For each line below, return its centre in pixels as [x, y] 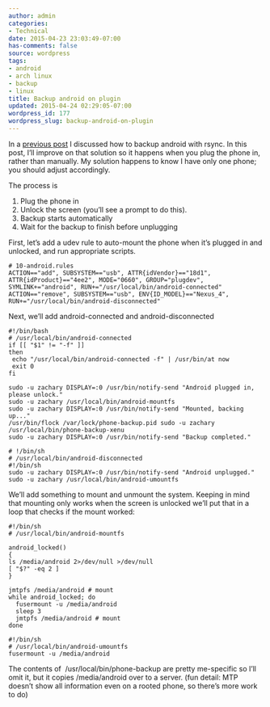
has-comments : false [43, 46]
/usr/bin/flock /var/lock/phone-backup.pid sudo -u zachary [112, 423]
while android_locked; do [52, 597]
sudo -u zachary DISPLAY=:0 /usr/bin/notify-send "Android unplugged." [131, 472]
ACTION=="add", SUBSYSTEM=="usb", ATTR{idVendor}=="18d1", [110, 273]
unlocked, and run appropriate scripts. [72, 250]
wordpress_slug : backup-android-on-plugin [81, 121]
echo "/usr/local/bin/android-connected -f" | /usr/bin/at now [120, 359]
